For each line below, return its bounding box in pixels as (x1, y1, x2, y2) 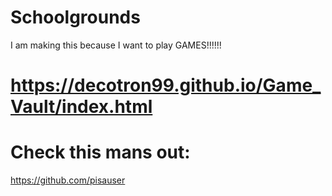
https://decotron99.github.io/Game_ (10, 74, 322, 97)
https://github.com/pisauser (10, 174, 126, 186)
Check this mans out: (10, 141, 191, 164)
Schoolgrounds (10, 6, 141, 29)
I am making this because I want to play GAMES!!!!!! (10, 39, 222, 51)
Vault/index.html (10, 96, 153, 118)
